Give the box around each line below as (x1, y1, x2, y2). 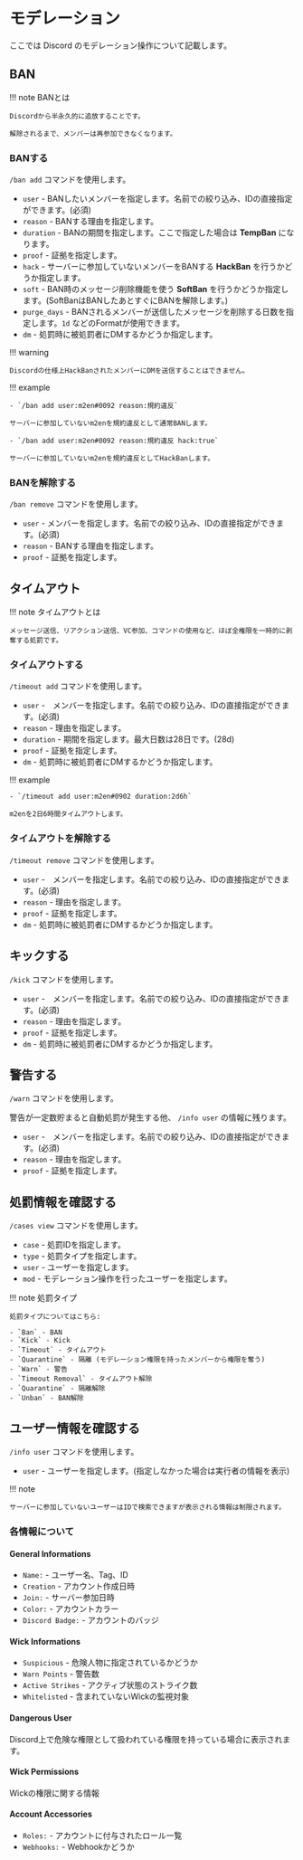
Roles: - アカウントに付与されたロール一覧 (22, 1829, 183, 1841)
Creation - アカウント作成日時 (22, 1580, 136, 1592)
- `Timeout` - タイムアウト (9, 1345, 107, 1355)
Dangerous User (9, 1712, 72, 1723)
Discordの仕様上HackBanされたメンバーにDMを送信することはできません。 (9, 366, 250, 375)
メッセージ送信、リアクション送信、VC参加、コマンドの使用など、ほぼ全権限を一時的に (9, 626, 287, 636)
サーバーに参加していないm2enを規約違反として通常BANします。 (9, 419, 213, 428)
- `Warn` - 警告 (9, 1365, 68, 1374)
